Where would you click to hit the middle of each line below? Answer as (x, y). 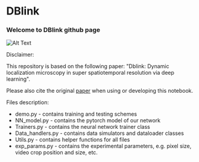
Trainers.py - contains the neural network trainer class (83, 127)
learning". (18, 79)
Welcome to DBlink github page (53, 30)
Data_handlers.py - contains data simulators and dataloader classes (99, 133)
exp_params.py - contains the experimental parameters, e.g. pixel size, (103, 146)
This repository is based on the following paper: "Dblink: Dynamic (88, 66)
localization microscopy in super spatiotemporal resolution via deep (90, 73)
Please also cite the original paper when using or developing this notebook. (100, 91)
